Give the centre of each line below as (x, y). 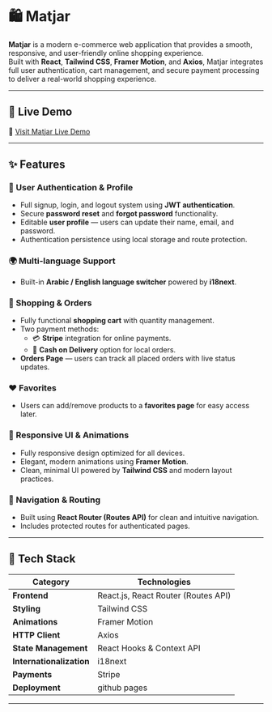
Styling (27, 608)
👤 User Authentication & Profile (71, 188)
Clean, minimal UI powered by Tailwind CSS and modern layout (126, 470)
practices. (37, 479)
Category (51, 582)
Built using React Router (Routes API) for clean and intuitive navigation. (139, 517)
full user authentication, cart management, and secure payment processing (134, 70)
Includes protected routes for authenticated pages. (105, 526)
